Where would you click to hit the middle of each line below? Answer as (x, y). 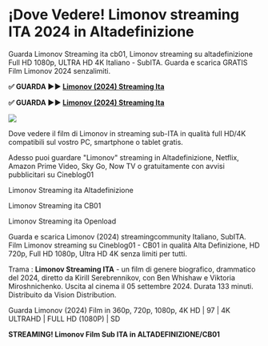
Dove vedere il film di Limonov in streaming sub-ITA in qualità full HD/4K (127, 133)
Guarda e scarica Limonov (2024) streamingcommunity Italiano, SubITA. (127, 236)
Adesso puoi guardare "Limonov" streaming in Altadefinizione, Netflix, (124, 157)
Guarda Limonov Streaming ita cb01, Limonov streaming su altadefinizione (131, 54)
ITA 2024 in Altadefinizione (101, 32)
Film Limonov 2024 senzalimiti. (59, 70)
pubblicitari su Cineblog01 (51, 175)
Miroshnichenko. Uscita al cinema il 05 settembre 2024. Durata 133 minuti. (131, 286)
